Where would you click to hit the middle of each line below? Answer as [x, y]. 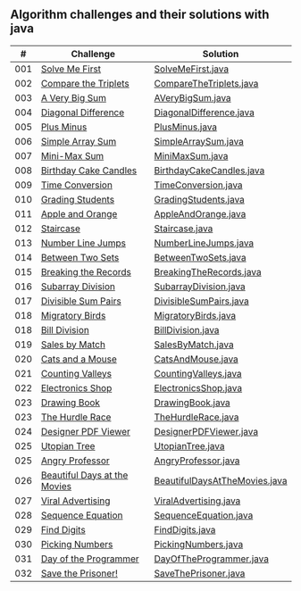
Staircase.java [184, 229]
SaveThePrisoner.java [200, 573]
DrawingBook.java [192, 403]
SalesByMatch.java [194, 345]
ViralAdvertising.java [197, 501]
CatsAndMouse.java [196, 359]
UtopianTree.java [190, 445]
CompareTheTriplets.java [206, 83]
